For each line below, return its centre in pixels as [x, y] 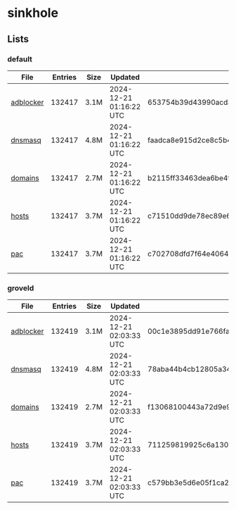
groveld [21, 288]
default [20, 59]
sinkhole [33, 13]
